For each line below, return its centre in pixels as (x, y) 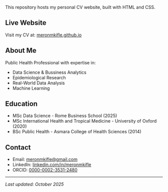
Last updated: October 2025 (34, 185)
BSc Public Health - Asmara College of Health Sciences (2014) (77, 132)
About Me (21, 51)
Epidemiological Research (39, 77)
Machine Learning (31, 88)
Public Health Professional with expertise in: (50, 62)
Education (21, 104)
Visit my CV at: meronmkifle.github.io (43, 35)
